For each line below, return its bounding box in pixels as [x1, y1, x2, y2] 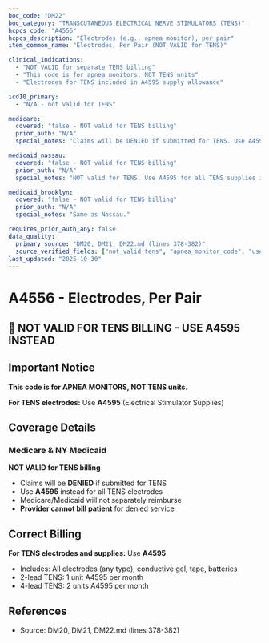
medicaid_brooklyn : [8, 188, 74, 196]
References [8, 604, 67, 617]
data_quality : [8, 232, 56, 240]
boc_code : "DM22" [8, 11, 66, 20]
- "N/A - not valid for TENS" [15, 100, 116, 108]
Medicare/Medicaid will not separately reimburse [19, 496, 182, 505]
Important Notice [8, 361, 95, 375]
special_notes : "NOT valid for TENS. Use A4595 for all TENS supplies [15, 174, 256, 182]
